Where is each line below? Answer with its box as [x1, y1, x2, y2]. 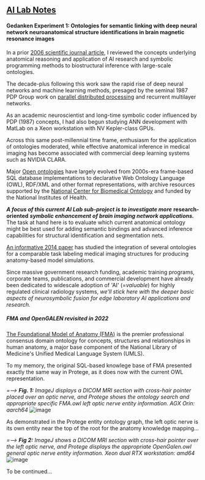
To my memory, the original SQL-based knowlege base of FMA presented [6, 361, 192, 369]
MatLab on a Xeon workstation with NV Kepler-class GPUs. [6, 124, 155, 132]
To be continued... [6, 468, 52, 475]
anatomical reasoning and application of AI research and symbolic [6, 55, 173, 62]
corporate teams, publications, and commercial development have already [6, 275, 194, 282]
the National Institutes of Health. [6, 193, 88, 201]
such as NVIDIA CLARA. [6, 156, 67, 163]
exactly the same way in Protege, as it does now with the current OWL [6, 368, 184, 375]
